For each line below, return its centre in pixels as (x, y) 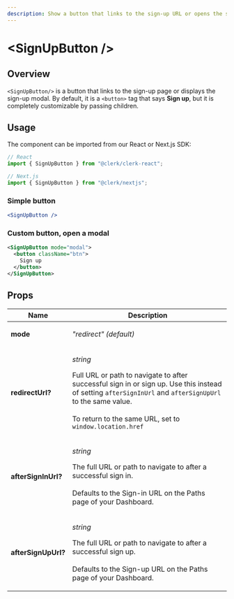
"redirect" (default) (103, 334)
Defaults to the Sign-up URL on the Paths (140, 569)
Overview (29, 74)
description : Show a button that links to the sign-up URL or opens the (115, 14)
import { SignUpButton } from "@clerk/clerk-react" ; (85, 164)
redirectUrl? (31, 392)
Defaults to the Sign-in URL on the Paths (139, 493)
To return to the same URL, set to (126, 419)
